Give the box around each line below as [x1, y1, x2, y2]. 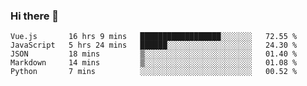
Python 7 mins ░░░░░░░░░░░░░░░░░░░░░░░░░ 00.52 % [10, 67, 298, 77]
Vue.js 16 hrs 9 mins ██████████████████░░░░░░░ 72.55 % [10, 32, 298, 42]
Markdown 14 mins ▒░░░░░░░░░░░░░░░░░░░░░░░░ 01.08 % [10, 58, 298, 68]
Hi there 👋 [10, 9, 60, 23]
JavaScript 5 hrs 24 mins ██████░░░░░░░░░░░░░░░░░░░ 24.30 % [10, 40, 298, 51]
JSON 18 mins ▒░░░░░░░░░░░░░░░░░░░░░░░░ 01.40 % [10, 49, 298, 59]
